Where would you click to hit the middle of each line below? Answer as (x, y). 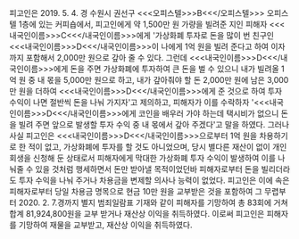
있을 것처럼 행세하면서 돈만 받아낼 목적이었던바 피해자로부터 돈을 (147, 169)
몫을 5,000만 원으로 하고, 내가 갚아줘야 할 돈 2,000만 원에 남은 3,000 (168, 80)
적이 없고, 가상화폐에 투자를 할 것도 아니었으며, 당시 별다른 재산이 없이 (149, 147)
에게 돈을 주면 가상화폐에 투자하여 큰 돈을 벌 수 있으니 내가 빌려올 (166, 69)
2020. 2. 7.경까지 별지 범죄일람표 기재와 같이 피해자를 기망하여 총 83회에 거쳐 (153, 202)
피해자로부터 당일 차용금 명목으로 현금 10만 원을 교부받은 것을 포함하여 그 (136, 191)
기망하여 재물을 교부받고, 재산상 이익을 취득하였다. (105, 225)
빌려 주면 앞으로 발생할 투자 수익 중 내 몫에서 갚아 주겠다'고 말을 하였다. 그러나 (154, 124)
